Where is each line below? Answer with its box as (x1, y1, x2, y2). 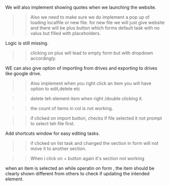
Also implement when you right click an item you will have (30, 81, 151, 86)
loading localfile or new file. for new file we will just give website (30, 20, 165, 25)
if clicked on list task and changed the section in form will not (30, 140, 159, 146)
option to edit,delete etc (30, 86, 81, 92)
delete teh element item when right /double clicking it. (30, 96, 143, 101)
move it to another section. (30, 145, 87, 152)
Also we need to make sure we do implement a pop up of (30, 14, 150, 20)
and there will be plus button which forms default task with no (30, 25, 160, 31)
